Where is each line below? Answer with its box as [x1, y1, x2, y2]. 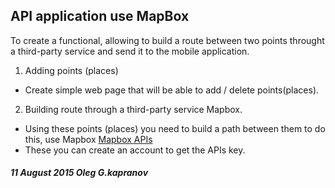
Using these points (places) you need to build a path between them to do [24, 122, 326, 134]
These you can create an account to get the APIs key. [24, 144, 246, 156]
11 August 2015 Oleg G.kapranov [10, 167, 149, 179]
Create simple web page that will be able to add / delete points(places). [24, 84, 320, 96]
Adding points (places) [24, 64, 119, 76]
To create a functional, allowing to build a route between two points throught [10, 34, 325, 46]
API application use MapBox [10, 8, 190, 25]
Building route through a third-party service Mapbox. [24, 103, 243, 115]
